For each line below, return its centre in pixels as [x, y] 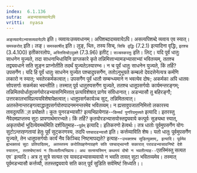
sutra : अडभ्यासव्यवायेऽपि [31, 17]
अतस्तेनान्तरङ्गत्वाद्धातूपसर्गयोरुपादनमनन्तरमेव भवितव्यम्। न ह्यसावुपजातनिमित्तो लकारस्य [88, 105]
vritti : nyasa [25, 22]
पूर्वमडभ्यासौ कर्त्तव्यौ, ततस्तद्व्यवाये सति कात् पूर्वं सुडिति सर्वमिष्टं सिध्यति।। [75, 164]
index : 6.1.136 [26, 11]
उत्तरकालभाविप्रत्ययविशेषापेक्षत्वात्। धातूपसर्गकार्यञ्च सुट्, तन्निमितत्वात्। [71, 99]
